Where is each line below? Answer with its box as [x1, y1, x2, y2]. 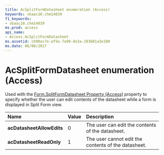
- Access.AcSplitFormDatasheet [5, 35, 69, 40]
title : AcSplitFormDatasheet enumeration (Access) [5, 7, 110, 12]
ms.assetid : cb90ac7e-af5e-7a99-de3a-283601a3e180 [5, 39, 110, 44]
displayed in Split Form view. [5, 101, 62, 108]
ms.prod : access [5, 25, 38, 30]
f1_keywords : [5, 16, 32, 21]
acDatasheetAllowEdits [7, 124, 63, 131]
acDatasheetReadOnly [7, 138, 61, 145]
